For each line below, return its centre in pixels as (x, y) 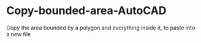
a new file (19, 34)
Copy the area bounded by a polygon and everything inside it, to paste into (101, 28)
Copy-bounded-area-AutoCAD (86, 11)
